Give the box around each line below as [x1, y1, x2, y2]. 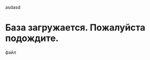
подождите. [5, 33, 59, 44]
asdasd [5, 5, 21, 10]
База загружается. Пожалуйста [5, 22, 145, 33]
